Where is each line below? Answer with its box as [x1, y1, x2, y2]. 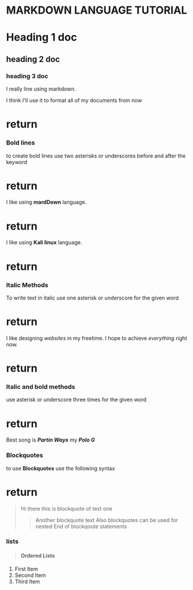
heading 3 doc [6, 72, 49, 80]
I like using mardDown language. [6, 199, 87, 206]
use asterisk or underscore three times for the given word [6, 396, 147, 403]
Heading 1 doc [6, 31, 78, 44]
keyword [6, 158, 28, 166]
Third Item [14, 578, 40, 585]
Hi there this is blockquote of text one [20, 505, 112, 512]
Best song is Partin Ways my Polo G [6, 436, 95, 444]
